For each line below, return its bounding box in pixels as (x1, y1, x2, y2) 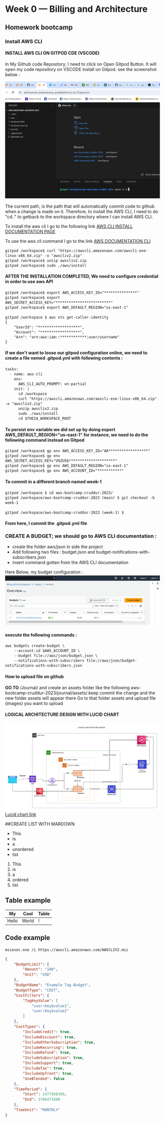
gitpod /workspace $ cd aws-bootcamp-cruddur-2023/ (5, 490, 113, 495)
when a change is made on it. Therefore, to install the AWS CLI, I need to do (5, 208, 159, 214)
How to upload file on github (5, 673, 64, 679)
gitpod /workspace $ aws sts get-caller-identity (5, 315, 109, 320)
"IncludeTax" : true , (23, 1066, 65, 1071)
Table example (5, 897, 51, 905)
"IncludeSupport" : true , (23, 1061, 74, 1066)
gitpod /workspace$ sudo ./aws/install (5, 263, 87, 268)
